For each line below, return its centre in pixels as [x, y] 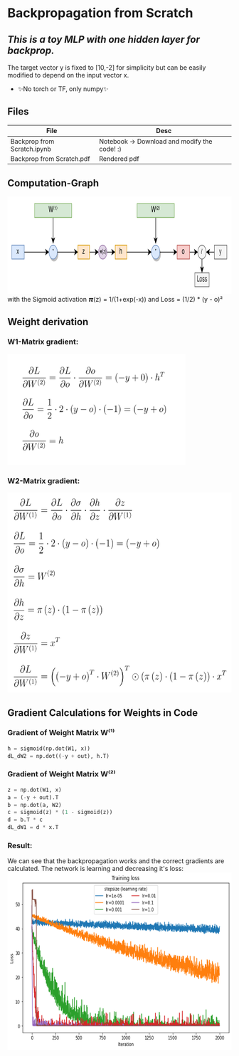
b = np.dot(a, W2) [34, 805]
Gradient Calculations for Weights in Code [102, 713]
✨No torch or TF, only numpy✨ [63, 89]
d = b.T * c [25, 820]
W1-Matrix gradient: [43, 342]
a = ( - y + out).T [33, 797]
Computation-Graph [53, 183]
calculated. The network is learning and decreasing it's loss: [95, 869]
